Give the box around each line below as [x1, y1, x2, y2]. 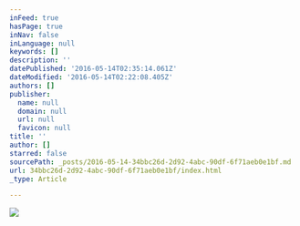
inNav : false [9, 30, 59, 39]
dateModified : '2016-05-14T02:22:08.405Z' [9, 73, 173, 82]
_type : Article [9, 174, 67, 183]
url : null [17, 115, 55, 124]
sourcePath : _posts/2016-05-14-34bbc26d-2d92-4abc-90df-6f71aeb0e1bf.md [9, 157, 292, 167]
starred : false [9, 149, 67, 158]
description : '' [9, 56, 71, 65]
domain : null [17, 107, 67, 116]
